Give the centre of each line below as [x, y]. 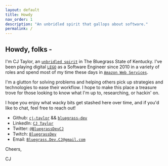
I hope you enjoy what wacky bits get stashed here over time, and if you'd [82, 102]
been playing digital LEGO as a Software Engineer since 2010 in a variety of [82, 67]
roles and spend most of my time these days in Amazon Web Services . [77, 72]
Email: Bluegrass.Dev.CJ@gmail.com [49, 139]
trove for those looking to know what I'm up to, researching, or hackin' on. [82, 93]
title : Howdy [19, 15]
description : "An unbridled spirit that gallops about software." [77, 24]
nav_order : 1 [19, 19]
